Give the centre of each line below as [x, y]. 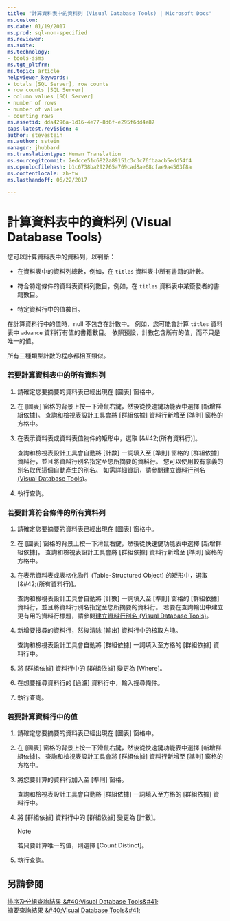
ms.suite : [21, 45]
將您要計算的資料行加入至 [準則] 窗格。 [72, 780]
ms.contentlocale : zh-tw [43, 173]
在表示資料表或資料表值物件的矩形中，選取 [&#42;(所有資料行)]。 [109, 438]
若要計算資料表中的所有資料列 [57, 376]
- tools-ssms [26, 58]
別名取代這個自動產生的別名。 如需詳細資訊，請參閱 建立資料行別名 [111, 470]
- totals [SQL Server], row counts [58, 84]
